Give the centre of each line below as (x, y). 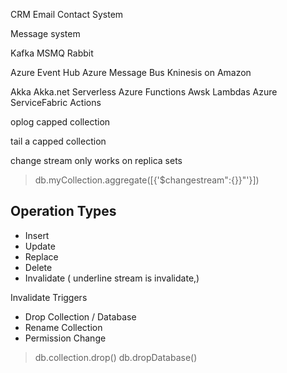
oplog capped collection (60, 122)
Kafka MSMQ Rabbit (52, 53)
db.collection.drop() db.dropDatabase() (116, 357)
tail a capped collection (58, 141)
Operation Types (63, 211)
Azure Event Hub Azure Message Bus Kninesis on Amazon (131, 72)
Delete (38, 267)
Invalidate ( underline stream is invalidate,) (112, 278)
